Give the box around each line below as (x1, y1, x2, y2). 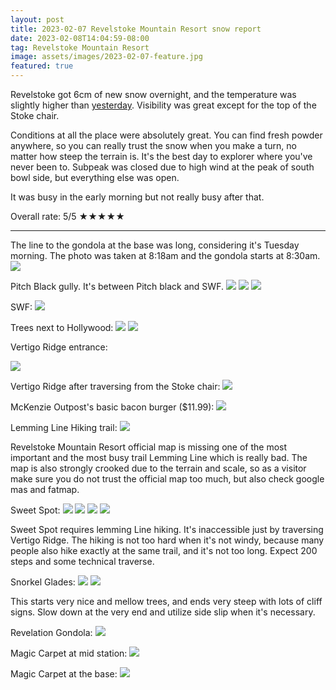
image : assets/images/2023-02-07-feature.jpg (10, 52, 203, 62)
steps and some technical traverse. (10, 556, 155, 567)
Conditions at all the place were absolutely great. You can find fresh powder (10, 129, 323, 141)
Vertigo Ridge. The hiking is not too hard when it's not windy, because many (10, 534, 325, 546)
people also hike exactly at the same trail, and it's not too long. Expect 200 (10, 545, 318, 556)
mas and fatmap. (10, 484, 80, 495)
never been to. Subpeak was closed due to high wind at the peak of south (10, 161, 315, 173)
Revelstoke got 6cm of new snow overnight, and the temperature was (10, 89, 297, 100)
